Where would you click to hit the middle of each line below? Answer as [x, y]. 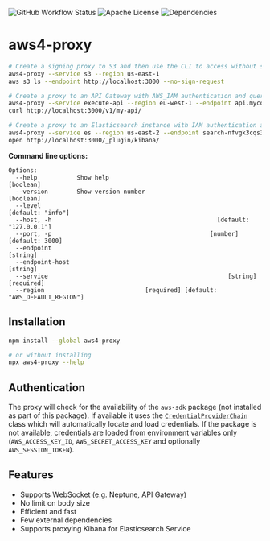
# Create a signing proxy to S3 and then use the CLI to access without [133, 66]
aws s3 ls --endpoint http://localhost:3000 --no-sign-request [117, 81]
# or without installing [50, 355]
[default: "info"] [39, 213]
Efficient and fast [48, 511]
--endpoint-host [43, 262]
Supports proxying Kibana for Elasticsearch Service [105, 528]
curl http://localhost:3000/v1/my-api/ [75, 111]
